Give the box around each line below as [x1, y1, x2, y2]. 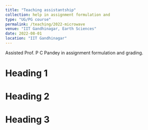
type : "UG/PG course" [5, 17, 51, 22]
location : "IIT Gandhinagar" [5, 36, 67, 41]
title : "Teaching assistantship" [5, 7, 76, 13]
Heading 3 [5, 114, 50, 125]
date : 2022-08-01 [5, 31, 42, 36]
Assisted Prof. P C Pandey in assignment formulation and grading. [5, 49, 143, 56]
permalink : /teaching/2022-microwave [5, 21, 85, 27]
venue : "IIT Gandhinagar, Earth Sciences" [5, 26, 97, 31]
